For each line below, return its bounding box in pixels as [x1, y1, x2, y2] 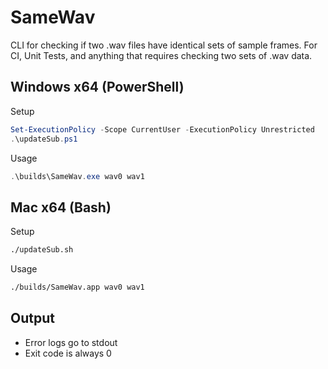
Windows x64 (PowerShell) [10, 79, 185, 96]
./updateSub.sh [10, 245, 74, 255]
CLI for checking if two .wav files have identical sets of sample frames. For [10, 39, 318, 51]
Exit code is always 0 [24, 347, 112, 359]
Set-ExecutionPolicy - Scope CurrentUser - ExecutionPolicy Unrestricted [10, 124, 315, 135]
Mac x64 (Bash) [10, 199, 112, 216]
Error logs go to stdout [24, 336, 118, 348]
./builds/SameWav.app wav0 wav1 [10, 282, 145, 293]
